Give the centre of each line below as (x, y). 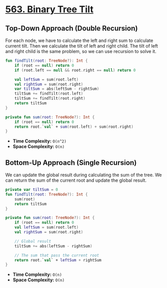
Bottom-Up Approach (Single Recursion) (71, 163)
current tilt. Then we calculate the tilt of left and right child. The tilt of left (82, 46)
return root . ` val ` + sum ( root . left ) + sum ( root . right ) (74, 127)
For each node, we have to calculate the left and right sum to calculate (79, 40)
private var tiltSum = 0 (32, 190)
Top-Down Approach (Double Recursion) (71, 28)
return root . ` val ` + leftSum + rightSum (58, 260)
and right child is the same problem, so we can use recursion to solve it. (81, 51)
